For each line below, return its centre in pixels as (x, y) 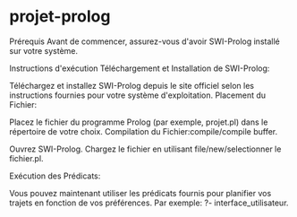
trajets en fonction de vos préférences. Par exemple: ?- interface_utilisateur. (149, 203)
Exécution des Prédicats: (55, 176)
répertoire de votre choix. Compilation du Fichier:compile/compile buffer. (144, 131)
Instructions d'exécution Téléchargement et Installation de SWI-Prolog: (140, 68)
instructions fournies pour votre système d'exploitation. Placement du (138, 95)
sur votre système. (44, 50)
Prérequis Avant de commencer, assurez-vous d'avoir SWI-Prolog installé (144, 41)
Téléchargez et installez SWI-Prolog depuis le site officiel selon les (132, 85)
